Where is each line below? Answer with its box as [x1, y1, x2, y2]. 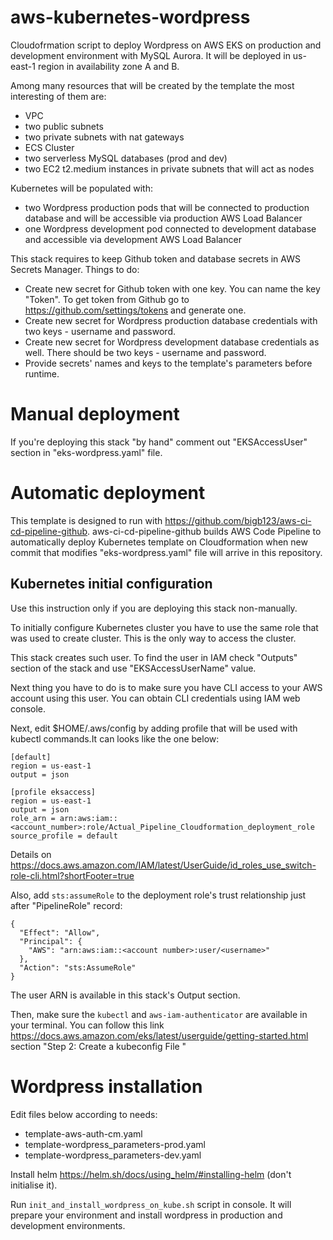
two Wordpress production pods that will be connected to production [24, 201, 310, 213]
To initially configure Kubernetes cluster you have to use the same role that [10, 621, 319, 633]
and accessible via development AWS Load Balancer [24, 233, 242, 245]
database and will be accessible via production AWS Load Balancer [24, 212, 303, 224]
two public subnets [24, 120, 104, 132]
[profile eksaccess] [10, 787, 97, 797]
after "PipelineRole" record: [10, 899, 123, 911]
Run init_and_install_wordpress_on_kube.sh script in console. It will [10, 1198, 292, 1210]
